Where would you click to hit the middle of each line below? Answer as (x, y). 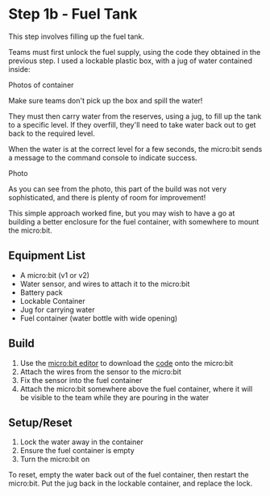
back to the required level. (52, 133)
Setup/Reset (40, 422)
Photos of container (41, 85)
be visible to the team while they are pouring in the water (114, 397)
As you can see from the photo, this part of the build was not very (118, 189)
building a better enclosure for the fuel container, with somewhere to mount (134, 221)
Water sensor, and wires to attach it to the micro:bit (105, 284)
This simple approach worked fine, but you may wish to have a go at (122, 213)
